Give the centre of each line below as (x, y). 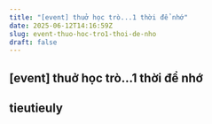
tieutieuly (36, 108)
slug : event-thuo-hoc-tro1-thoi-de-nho (83, 34)
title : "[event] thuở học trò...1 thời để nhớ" (99, 17)
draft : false (33, 42)
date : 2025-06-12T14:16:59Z (61, 26)
